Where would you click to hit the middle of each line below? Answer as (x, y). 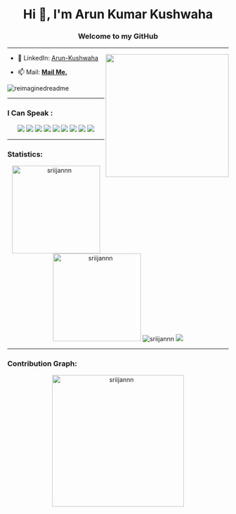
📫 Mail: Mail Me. (42, 72)
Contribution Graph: (42, 363)
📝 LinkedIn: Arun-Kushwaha (58, 58)
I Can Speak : (30, 113)
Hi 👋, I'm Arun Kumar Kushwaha (118, 14)
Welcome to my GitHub (118, 37)
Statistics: (25, 154)
